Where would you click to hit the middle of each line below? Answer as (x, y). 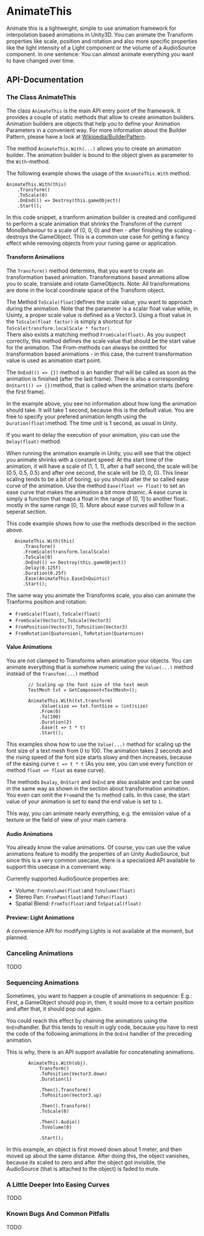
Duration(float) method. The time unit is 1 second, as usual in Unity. (92, 423)
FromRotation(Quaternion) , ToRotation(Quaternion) (79, 633)
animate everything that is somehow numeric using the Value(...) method (100, 667)
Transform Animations (36, 257)
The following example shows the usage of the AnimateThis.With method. (98, 173)
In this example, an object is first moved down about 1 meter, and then (94, 1149)
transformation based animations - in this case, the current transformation (99, 354)
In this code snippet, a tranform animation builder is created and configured (101, 217)
